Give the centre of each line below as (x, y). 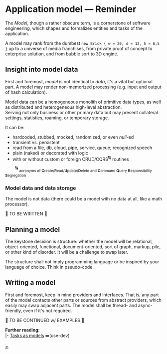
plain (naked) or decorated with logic (50, 153)
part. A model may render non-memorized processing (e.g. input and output (83, 87)
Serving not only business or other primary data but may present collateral (82, 112)
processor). (17, 204)
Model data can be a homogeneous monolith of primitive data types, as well (83, 102)
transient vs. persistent (36, 142)
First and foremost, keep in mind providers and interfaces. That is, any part (82, 295)
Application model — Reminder (71, 9)
